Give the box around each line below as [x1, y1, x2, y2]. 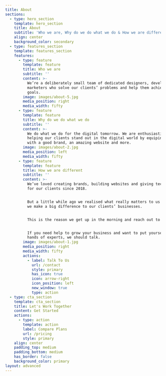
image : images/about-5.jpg [23, 94, 79, 99]
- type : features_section [9, 44, 63, 49]
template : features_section [14, 48, 72, 53]
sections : [5, 12, 26, 17]
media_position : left [23, 150, 68, 154]
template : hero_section [14, 21, 63, 26]
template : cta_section [14, 299, 61, 304]
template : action [23, 322, 58, 327]
